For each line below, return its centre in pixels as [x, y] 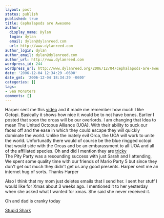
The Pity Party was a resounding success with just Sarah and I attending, [79, 156]
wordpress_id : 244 [24, 64]
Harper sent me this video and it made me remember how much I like [74, 110]
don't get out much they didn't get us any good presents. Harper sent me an [82, 167]
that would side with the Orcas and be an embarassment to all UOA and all [80, 146]
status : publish [21, 14]
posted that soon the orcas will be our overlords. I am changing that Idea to [81, 120]
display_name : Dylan [30, 32]
